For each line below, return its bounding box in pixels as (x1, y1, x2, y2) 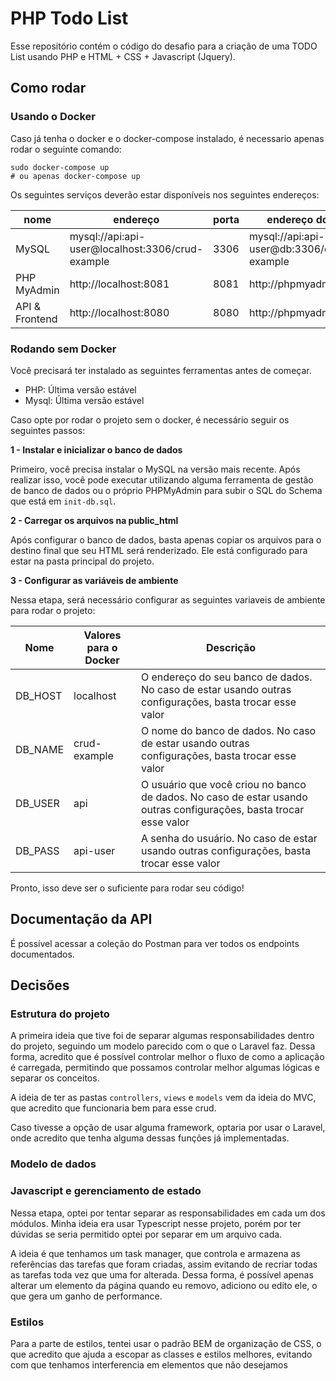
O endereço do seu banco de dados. (140, 670, 313, 684)
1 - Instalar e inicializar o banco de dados (10, 443, 183, 456)
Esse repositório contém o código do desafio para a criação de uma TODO (10, 40, 318, 52)
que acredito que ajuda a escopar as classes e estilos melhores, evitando (10, 1348, 313, 1360)
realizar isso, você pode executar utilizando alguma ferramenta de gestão (10, 473, 314, 486)
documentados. (10, 948, 75, 960)
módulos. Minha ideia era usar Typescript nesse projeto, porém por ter (10, 1217, 302, 1229)
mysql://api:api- (69, 229, 146, 243)
